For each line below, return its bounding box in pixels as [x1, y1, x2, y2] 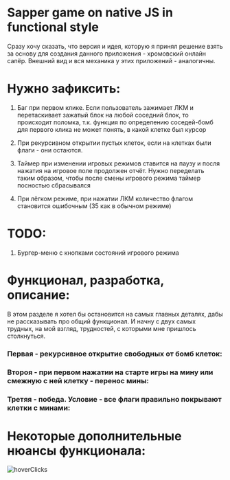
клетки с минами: [7, 403, 71, 413]
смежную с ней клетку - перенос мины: [7, 376, 150, 385]
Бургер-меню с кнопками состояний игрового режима [16, 249, 180, 257]
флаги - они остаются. [16, 146, 83, 154]
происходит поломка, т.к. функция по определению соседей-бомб [16, 118, 214, 126]
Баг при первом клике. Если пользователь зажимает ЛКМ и [16, 103, 194, 111]
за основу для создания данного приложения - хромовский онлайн [7, 49, 207, 58]
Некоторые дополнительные [7, 428, 182, 444]
